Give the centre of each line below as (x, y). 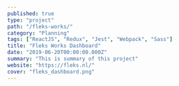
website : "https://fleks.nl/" (51, 65)
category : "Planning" (39, 33)
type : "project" (31, 20)
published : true (31, 14)
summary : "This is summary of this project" (73, 59)
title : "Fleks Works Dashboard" (54, 46)
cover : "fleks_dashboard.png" (51, 71)
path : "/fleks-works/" (40, 26)
